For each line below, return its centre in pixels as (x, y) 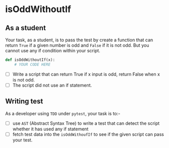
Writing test (24, 101)
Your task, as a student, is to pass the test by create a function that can (79, 40)
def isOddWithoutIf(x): (30, 60)
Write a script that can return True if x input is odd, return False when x (86, 74)
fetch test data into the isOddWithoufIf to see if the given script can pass (88, 134)
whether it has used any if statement (50, 129)
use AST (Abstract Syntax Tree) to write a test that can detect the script (86, 123)
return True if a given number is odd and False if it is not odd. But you (77, 45)
